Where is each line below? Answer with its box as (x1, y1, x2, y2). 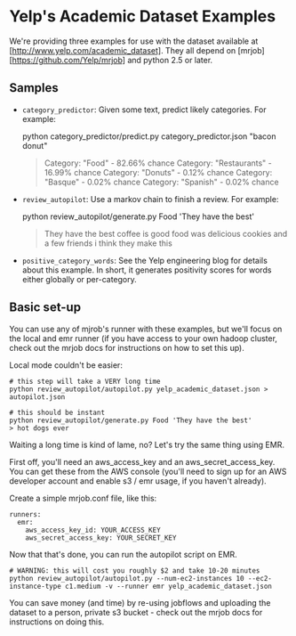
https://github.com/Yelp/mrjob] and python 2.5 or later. (12, 54, 213, 65)
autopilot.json (9, 392, 66, 402)
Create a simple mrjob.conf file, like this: (9, 493, 157, 503)
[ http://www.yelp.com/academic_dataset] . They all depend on (9, 45, 236, 55)
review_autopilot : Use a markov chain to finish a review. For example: (21, 193, 279, 204)
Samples (9, 80, 60, 95)
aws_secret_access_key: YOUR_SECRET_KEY (25, 533, 177, 542)
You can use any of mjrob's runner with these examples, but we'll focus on (9, 323, 283, 334)
